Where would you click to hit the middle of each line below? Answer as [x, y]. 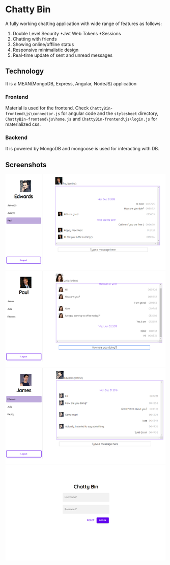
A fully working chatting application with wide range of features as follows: [83, 24]
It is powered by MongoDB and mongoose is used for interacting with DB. [82, 149]
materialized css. [23, 124]
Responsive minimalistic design [46, 50]
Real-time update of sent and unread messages [63, 55]
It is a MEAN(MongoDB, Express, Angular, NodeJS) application [71, 83]
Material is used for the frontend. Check [47, 108]
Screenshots [26, 165]
